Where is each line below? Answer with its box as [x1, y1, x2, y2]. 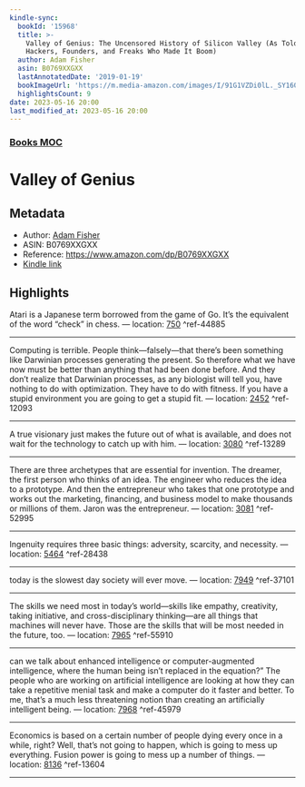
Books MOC [9, 136, 64, 149]
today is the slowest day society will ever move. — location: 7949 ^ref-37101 [9, 574, 295, 585]
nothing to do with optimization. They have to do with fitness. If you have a [9, 383, 289, 394]
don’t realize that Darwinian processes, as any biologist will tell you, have [9, 373, 283, 384]
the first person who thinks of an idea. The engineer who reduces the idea [9, 474, 288, 485]
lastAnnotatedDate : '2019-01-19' [17, 73, 144, 82]
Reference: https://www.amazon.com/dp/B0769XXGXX [22, 249, 230, 260]
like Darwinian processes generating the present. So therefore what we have [9, 354, 296, 365]
